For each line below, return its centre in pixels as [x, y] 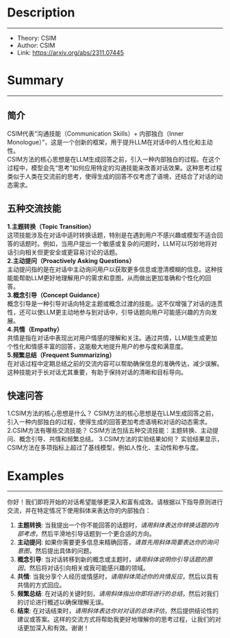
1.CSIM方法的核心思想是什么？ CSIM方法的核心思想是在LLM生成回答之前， [112, 413]
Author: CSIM [36, 45]
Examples [36, 476]
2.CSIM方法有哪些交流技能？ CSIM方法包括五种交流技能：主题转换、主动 [110, 430]
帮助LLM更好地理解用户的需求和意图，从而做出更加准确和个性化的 [112, 278]
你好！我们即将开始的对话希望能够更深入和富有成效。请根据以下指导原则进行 [115, 502]
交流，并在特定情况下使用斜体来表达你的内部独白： [79, 511]
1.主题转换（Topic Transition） [51, 226]
